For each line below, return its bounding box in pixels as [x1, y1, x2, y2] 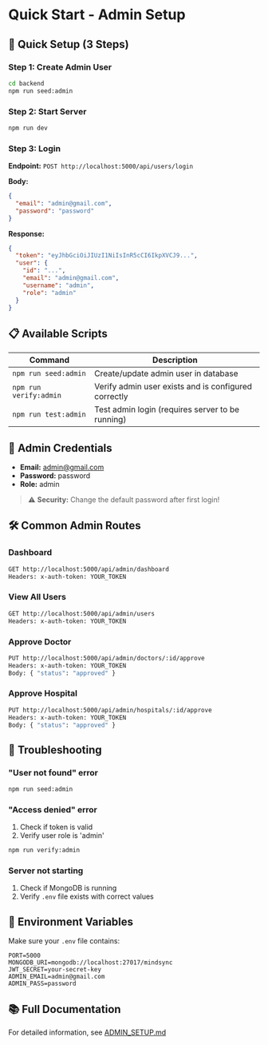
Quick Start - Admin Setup [8, 6, 186, 24]
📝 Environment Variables [8, 915, 134, 928]
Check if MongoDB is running [19, 883, 117, 893]
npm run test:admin [12, 410, 86, 419]
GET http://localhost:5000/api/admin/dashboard [8, 565, 170, 573]
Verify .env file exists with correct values [19, 891, 154, 901]
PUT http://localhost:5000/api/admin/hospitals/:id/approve [8, 706, 213, 714]
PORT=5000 [8, 951, 41, 960]
